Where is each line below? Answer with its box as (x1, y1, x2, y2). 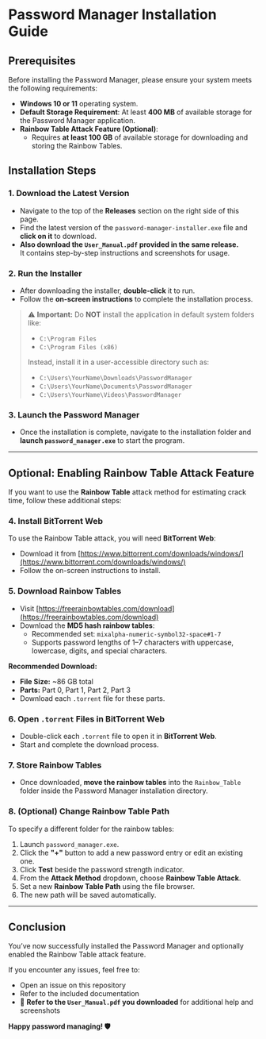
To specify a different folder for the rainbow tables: (8, 824, 174, 833)
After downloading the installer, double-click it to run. (19, 286, 196, 295)
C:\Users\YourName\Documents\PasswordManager (39, 383, 192, 391)
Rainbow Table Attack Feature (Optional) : (19, 125, 158, 133)
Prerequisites (8, 54, 76, 67)
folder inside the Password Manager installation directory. (19, 786, 208, 795)
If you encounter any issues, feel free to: (8, 965, 140, 975)
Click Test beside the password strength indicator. (19, 864, 184, 874)
